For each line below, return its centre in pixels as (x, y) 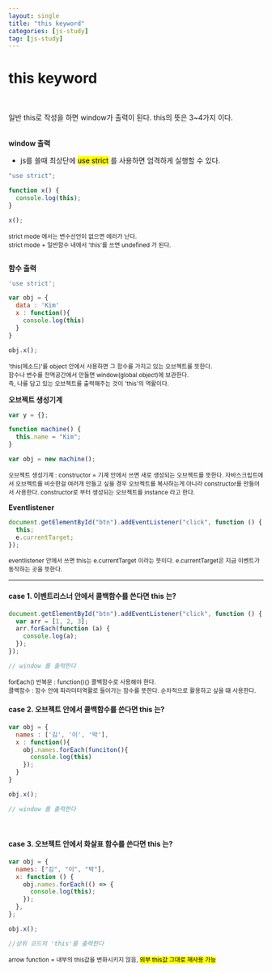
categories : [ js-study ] (49, 31)
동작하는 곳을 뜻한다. (36, 570)
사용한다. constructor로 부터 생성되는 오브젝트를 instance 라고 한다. (106, 492)
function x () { (34, 191)
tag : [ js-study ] (36, 38)
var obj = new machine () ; (52, 459)
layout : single (34, 16)
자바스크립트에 (244, 475)
